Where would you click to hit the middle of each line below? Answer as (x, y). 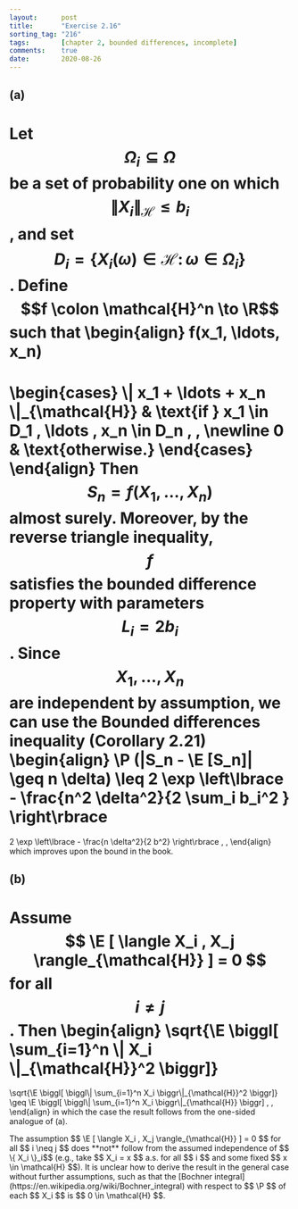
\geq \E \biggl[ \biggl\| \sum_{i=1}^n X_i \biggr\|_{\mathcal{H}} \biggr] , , (141, 1103)
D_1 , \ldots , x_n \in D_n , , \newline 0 (147, 430)
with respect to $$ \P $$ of (237, 1186)
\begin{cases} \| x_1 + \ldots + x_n (137, 392)
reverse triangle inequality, (112, 538)
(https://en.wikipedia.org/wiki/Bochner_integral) (97, 1186)
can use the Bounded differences (135, 722)
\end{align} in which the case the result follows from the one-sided (132, 1112)
